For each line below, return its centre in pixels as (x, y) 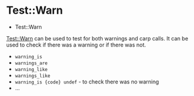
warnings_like (32, 76)
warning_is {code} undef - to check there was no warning (87, 82)
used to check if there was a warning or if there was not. (76, 45)
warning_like (31, 69)
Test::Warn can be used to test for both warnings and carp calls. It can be (97, 38)
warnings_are (31, 63)
